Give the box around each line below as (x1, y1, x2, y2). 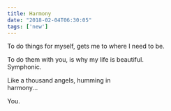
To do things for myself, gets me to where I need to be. (7, 42, 165, 51)
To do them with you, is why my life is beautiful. (7, 55, 144, 64)
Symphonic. (7, 63, 42, 71)
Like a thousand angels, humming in (7, 76, 111, 85)
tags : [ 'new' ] (7, 23, 49, 30)
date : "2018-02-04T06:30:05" (7, 17, 92, 24)
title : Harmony (7, 10, 52, 17)
